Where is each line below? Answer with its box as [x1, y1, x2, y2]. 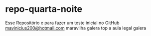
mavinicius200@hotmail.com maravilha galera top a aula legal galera [5, 25, 147, 31]
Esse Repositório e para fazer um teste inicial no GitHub [5, 20, 120, 26]
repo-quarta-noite [5, 3, 83, 15]
